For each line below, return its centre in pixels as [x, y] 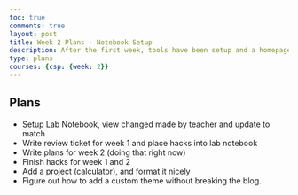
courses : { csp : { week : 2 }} [59, 67]
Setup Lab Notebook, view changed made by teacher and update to [146, 124]
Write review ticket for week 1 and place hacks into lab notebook [140, 143]
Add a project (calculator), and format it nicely [106, 171]
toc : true [27, 17]
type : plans [31, 58]
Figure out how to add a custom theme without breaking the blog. [141, 180]
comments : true [37, 26]
